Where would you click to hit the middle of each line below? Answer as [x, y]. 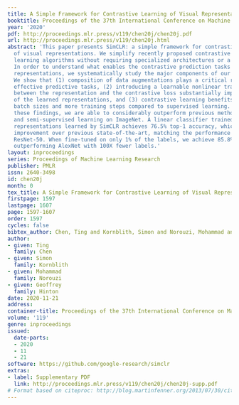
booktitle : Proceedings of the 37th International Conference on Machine [119, 21]
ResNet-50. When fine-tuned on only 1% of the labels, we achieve [114, 139]
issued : [19, 331]
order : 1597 [25, 219]
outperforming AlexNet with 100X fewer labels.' [87, 146]
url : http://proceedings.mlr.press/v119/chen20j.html [89, 40]
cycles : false [28, 225]
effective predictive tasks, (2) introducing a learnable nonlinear [117, 87]
